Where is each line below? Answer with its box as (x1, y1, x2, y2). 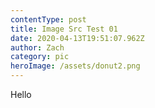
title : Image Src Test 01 (10, 24, 118, 34)
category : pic (10, 52, 70, 62)
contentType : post (10, 14, 87, 25)
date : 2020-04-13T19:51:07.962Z (10, 33, 145, 43)
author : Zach (10, 42, 65, 53)
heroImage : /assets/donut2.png (10, 61, 141, 71)
